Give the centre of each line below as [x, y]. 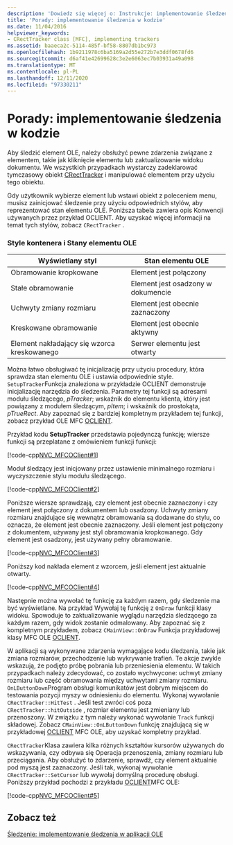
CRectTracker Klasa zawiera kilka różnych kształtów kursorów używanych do [116, 745]
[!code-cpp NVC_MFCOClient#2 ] [53, 489]
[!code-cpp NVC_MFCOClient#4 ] [53, 587]
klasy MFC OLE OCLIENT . [44, 638]
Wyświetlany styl [67, 261]
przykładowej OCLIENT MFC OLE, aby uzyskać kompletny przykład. [104, 732]
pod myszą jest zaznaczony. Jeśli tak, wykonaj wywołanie [90, 767]
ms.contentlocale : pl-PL [43, 71]
